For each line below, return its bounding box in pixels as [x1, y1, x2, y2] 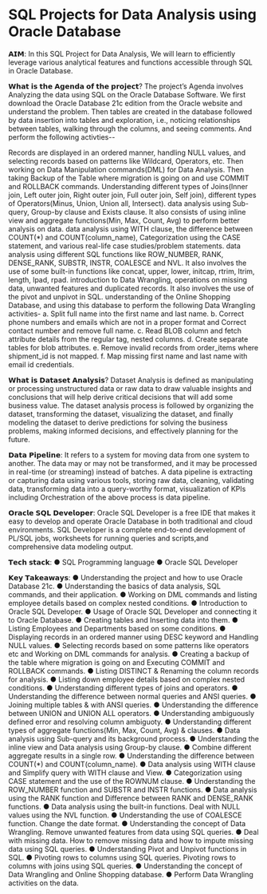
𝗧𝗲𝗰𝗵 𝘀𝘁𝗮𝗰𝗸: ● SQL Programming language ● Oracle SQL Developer [8, 557, 238, 567]
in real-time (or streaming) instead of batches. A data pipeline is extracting [8, 467, 253, 477]
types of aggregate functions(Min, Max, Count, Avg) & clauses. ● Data [8, 725, 241, 735]
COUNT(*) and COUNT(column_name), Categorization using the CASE [8, 232, 241, 242]
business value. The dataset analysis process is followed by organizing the [8, 401, 254, 410]
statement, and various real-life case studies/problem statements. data [8, 241, 241, 251]
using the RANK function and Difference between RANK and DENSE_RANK [8, 793, 253, 803]
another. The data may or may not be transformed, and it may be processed [8, 458, 257, 468]
